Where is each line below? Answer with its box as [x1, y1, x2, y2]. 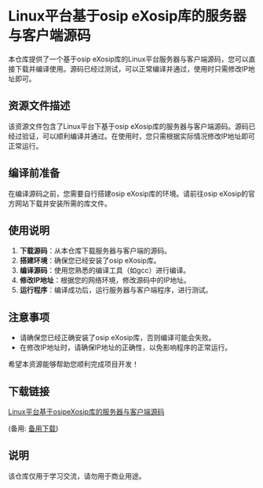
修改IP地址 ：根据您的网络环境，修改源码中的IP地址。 [19, 276, 191, 285]
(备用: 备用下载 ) [8, 424, 59, 433]
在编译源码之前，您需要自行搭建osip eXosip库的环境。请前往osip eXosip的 [8, 189, 249, 198]
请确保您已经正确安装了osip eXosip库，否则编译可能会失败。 [19, 333, 216, 343]
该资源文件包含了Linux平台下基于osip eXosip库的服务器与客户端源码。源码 [8, 121, 249, 130]
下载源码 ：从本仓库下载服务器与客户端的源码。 [19, 246, 171, 255]
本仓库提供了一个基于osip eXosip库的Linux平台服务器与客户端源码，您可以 [8, 54, 249, 64]
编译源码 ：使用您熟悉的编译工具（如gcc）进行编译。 [19, 266, 191, 275]
